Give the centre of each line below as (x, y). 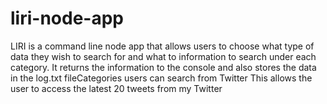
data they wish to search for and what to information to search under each (163, 56)
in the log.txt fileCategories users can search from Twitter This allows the (161, 78)
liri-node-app (67, 18)
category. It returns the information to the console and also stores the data (163, 67)
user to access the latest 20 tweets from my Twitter (116, 88)
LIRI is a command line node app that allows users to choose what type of (162, 46)
